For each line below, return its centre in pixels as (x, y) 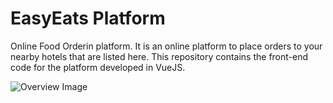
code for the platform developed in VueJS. (98, 67)
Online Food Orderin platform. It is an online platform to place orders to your (166, 46)
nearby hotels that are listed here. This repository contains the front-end (159, 56)
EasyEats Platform (88, 18)
